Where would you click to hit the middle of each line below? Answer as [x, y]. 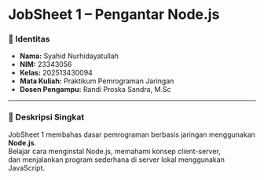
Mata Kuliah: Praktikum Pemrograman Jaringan [97, 81]
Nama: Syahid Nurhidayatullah [69, 56]
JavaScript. [27, 167]
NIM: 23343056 [46, 64]
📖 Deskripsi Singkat [46, 117]
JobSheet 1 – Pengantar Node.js [114, 15]
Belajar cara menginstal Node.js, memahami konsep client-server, [115, 151]
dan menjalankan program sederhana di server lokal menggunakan [117, 160]
